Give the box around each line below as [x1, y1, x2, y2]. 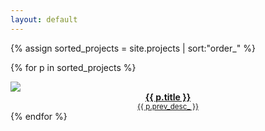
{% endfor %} [10, 110, 68, 122]
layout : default [10, 14, 78, 25]
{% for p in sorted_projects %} [10, 61, 137, 73]
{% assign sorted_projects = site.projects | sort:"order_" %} [10, 42, 256, 54]
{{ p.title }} [144, 91, 192, 103]
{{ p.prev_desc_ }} [137, 101, 199, 111]
